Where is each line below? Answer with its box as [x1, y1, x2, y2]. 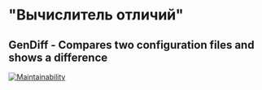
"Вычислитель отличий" [8, 6, 184, 24]
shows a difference [8, 50, 108, 64]
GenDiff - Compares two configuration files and [8, 38, 255, 52]
